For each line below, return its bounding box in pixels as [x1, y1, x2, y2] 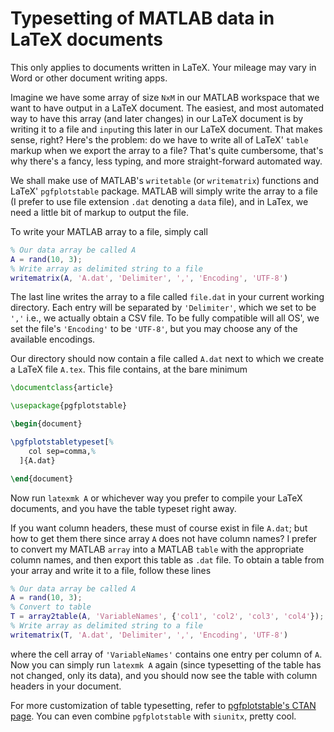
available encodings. [10, 333, 96, 346]
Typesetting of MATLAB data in [10, 7, 275, 30]
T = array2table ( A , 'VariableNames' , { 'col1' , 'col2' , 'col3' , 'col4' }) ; [10, 612, 325, 622]
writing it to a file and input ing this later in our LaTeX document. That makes [10, 123, 323, 135]
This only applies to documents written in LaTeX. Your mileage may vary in [10, 61, 317, 73]
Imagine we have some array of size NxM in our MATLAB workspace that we [10, 91, 320, 103]
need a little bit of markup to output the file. [10, 206, 189, 218]
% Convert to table [10, 602, 92, 612]
